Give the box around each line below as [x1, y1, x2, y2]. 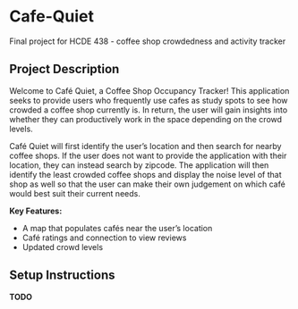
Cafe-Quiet [9, 6, 94, 27]
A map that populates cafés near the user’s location [21, 222, 213, 233]
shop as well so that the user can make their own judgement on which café [9, 179, 286, 189]
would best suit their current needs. [9, 188, 140, 198]
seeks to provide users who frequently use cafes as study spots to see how [9, 95, 288, 105]
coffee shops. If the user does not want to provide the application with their [9, 150, 287, 161]
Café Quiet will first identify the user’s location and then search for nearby [9, 140, 282, 151]
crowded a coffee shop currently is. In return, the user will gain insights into [9, 104, 288, 115]
